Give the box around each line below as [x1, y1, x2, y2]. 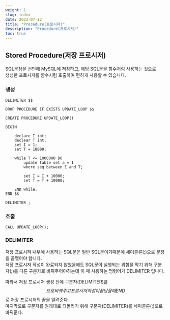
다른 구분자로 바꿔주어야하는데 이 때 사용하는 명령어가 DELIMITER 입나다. [19, 268, 165, 274]
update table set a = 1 [23, 160, 74, 165]
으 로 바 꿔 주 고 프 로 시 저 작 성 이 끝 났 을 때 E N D [45, 287, 126, 294]
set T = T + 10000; [23, 178, 65, 183]
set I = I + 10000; [23, 173, 65, 179]
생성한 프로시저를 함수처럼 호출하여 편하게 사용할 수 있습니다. [5, 72, 126, 78]
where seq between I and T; [23, 165, 83, 170]
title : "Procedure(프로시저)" [5, 21, 65, 27]
